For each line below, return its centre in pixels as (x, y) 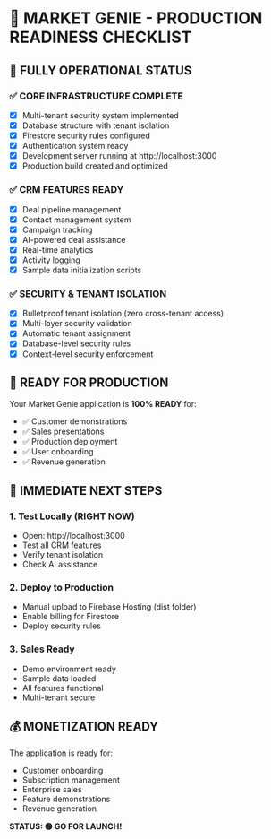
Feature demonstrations (66, 799)
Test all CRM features (62, 545)
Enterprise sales (52, 789)
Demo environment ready (69, 669)
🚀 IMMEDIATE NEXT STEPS (86, 491)
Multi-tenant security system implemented (100, 115)
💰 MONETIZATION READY (84, 727)
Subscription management (71, 780)
